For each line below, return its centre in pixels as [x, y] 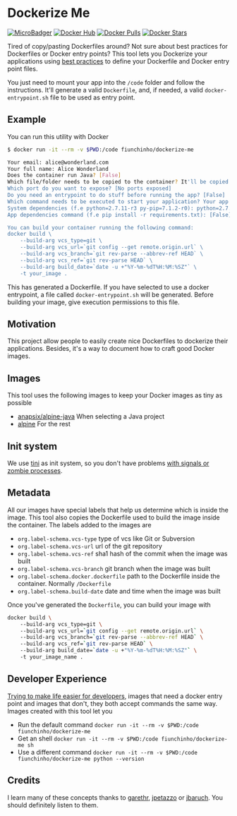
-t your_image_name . [51, 657]
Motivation [32, 324]
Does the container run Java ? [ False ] [64, 175]
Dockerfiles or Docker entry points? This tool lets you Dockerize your [108, 54]
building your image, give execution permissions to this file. [93, 302]
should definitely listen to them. [53, 805]
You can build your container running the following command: [101, 227]
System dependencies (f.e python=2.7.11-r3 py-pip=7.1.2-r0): [101, 208]
